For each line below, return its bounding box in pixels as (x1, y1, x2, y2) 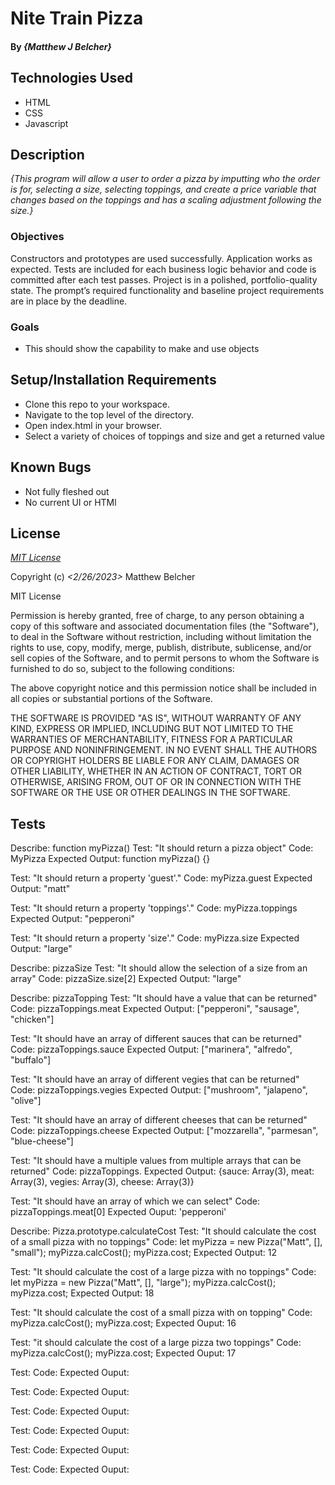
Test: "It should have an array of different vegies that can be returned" (10, 1073, 300, 1086)
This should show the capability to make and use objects (24, 343, 260, 354)
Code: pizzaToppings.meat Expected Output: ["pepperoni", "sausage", (10, 1003, 300, 1015)
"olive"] (10, 1095, 42, 1107)
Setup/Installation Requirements (10, 372, 217, 389)
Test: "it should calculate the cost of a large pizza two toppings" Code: (10, 1337, 302, 1349)
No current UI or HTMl (24, 496, 117, 508)
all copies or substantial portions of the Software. (10, 693, 213, 705)
